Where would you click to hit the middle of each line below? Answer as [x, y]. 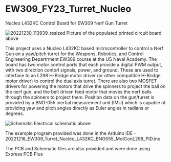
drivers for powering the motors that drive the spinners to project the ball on [85, 86]
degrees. [15, 113]
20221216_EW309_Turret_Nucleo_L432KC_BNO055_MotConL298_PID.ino [83, 138]
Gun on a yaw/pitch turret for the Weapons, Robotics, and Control [74, 54]
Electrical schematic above [62, 123]
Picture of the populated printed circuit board [114, 33]
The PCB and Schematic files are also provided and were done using [78, 148]
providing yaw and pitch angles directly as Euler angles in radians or [77, 108]
